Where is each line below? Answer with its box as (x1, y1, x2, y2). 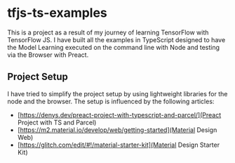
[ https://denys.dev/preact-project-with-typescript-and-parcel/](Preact (17, 110, 222, 119)
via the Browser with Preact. (7, 51, 89, 59)
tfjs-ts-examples (7, 5, 107, 21)
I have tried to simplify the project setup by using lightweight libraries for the (7, 89, 228, 98)
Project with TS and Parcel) (17, 118, 97, 126)
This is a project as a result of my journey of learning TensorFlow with (7, 28, 209, 37)
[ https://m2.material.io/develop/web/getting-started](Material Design (17, 125, 217, 134)
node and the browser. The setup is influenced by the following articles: (7, 97, 215, 105)
